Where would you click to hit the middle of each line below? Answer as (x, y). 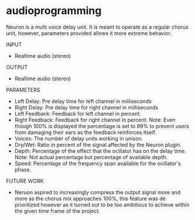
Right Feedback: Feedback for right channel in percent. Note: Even (95, 120)
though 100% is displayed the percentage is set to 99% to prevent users (102, 126)
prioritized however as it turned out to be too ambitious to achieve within (102, 204)
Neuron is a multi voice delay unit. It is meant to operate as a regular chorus (97, 27)
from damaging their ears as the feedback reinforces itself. (85, 132)
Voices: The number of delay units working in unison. (79, 138)
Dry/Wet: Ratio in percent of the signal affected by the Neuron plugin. (98, 145)
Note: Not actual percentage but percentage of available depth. (91, 157)
